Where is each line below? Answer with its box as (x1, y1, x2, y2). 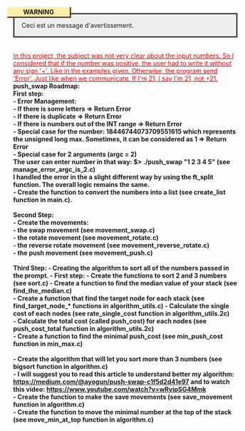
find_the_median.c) (13, 287, 72, 295)
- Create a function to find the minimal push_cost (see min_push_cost (13, 332, 223, 340)
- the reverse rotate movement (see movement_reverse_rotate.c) (13, 241, 210, 249)
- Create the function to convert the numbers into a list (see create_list (13, 188, 226, 196)
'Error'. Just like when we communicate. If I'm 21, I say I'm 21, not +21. (13, 74, 218, 83)
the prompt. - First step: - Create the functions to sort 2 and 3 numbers (13, 271, 227, 280)
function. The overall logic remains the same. (13, 181, 150, 188)
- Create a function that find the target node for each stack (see (13, 294, 205, 303)
